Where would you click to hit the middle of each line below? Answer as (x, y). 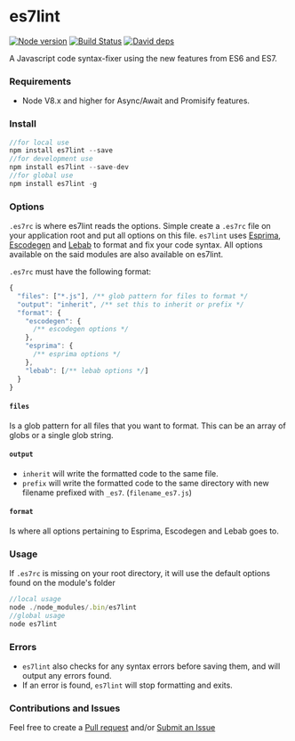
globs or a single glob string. (61, 435)
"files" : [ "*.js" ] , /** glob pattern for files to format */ (133, 296)
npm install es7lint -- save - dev (69, 167)
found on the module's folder (62, 583)
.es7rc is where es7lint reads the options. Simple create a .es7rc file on (140, 226)
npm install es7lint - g (53, 183)
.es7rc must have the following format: (80, 272)
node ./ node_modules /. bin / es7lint (73, 607)
